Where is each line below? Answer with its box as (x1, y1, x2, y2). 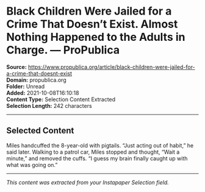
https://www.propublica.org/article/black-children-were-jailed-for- (28, 63, 195, 71)
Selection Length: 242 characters (6, 102, 93, 109)
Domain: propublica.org (6, 76, 67, 84)
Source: (6, 63, 27, 71)
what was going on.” (6, 161, 58, 168)
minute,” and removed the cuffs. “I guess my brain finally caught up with (6, 154, 188, 162)
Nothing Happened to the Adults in (6, 30, 185, 44)
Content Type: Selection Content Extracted (6, 96, 116, 103)
